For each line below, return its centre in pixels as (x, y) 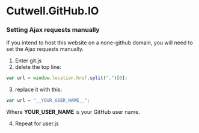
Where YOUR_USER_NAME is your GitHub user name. (73, 112)
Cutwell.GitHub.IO (53, 11)
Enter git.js (28, 61)
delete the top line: (38, 67)
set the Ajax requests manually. (45, 49)
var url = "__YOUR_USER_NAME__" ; (48, 101)
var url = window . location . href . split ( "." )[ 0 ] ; (67, 78)
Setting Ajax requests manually (53, 30)
